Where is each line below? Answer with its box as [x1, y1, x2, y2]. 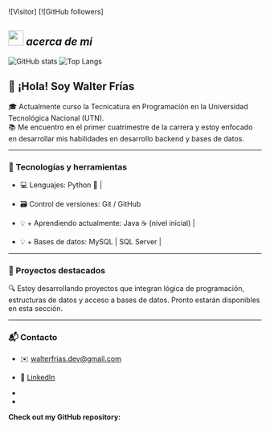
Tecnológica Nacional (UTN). [8, 113, 104, 123]
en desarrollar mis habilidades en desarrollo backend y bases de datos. [8, 133, 245, 143]
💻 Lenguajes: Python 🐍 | [19, 180, 103, 190]
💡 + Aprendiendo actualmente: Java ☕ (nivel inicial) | [19, 218, 195, 227]
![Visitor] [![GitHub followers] [8, 7, 104, 16]
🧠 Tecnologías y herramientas [8, 161, 128, 172]
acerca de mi [25, 35, 93, 49]
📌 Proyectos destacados [8, 264, 106, 276]
